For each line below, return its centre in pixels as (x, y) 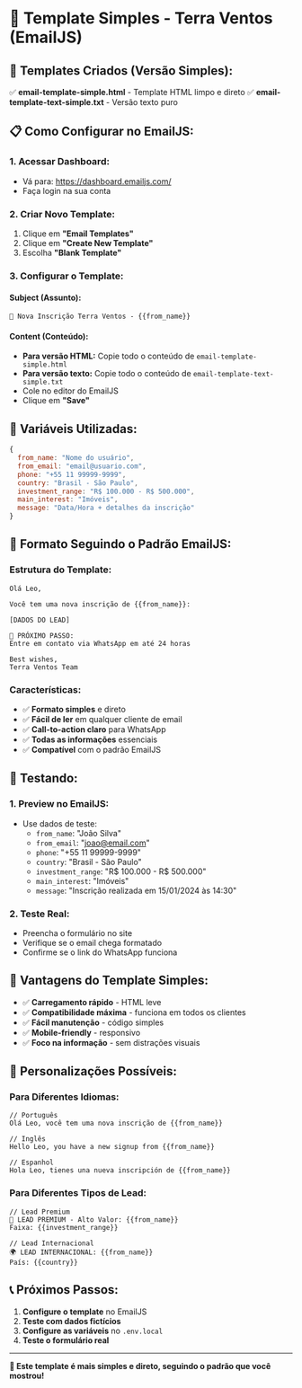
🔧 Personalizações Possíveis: (93, 1071)
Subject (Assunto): (45, 297)
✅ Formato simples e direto (74, 709)
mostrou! (27, 1375)
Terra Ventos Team (44, 667)
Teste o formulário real (66, 1340)
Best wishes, (34, 659)
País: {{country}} (44, 1262)
